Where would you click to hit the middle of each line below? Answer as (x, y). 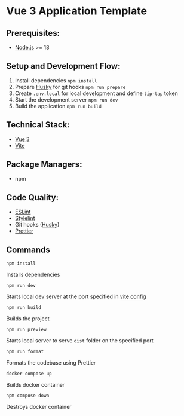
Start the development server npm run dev (66, 99)
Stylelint (25, 218)
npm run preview (26, 330)
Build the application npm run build (58, 106)
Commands (28, 250)
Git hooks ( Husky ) (37, 225)
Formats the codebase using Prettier (51, 363)
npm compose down (28, 396)
